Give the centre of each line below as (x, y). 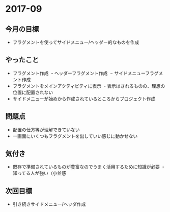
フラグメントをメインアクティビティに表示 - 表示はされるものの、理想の (89, 86)
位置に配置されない (33, 92)
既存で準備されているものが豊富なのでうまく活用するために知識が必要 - (88, 167)
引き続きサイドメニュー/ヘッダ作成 (49, 204)
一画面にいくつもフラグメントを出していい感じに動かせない (75, 136)
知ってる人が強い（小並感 (39, 173)
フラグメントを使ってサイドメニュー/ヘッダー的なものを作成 (76, 42)
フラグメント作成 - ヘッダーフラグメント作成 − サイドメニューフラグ (86, 73)
